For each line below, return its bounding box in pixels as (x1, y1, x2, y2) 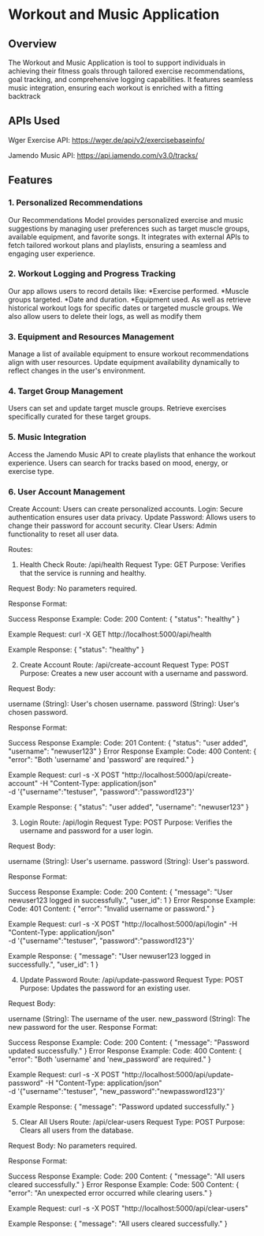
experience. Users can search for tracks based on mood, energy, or (8, 458, 229, 468)
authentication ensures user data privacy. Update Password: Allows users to (8, 512, 256, 522)
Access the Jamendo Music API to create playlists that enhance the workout (8, 449, 256, 459)
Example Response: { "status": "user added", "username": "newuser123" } (8, 802, 250, 811)
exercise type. (8, 466, 54, 475)
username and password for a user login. (19, 825, 154, 835)
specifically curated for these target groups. (8, 412, 151, 422)
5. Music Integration (8, 432, 87, 443)
